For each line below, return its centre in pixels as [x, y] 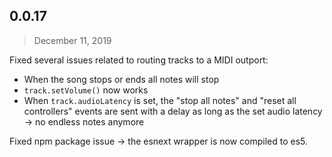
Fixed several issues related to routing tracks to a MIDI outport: [139, 60]
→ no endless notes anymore [84, 121]
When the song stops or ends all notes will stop [121, 79]
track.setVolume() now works [86, 90]
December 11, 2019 [72, 40]
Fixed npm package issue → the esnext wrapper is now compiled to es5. [159, 141]
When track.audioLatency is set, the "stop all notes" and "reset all [160, 100]
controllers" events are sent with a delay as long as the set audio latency [173, 111]
